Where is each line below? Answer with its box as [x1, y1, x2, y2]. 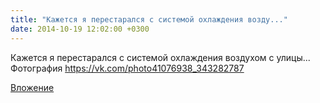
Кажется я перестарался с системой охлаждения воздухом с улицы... [10, 51, 311, 63]
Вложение [10, 81, 55, 93]
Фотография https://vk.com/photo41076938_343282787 [10, 62, 245, 74]
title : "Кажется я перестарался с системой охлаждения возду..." [10, 14, 288, 25]
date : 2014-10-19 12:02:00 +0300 [10, 24, 150, 34]
